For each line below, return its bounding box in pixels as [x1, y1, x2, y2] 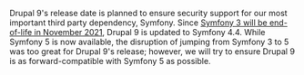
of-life [9, 27, 33, 37]
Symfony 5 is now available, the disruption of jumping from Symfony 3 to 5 [9, 36, 289, 47]
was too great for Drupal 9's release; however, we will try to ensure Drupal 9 [9, 46, 296, 57]
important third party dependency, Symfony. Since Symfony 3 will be [9, 17, 268, 28]
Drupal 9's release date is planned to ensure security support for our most [9, 8, 289, 18]
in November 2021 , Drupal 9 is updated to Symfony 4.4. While [34, 27, 266, 37]
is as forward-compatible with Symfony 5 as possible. [9, 56, 211, 66]
